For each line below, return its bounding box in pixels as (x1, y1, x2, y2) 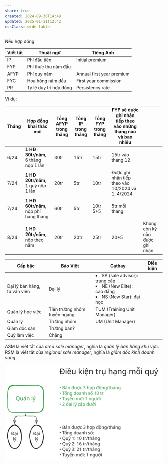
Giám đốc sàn (7, 325, 36, 331)
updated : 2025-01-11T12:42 (5, 19, 61, 24)
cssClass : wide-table (5, 24, 50, 29)
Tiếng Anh (92, 49, 114, 55)
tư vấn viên (7, 289, 30, 295)
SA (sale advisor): (101, 273, 139, 279)
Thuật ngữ (38, 49, 61, 55)
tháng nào (114, 129, 136, 134)
